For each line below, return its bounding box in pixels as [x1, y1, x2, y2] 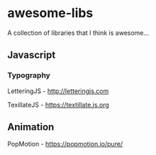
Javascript [7, 49, 56, 61]
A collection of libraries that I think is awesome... [7, 28, 150, 37]
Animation [7, 121, 55, 133]
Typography [7, 70, 51, 80]
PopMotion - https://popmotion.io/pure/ [7, 140, 123, 149]
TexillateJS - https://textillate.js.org [7, 100, 110, 109]
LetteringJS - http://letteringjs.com [7, 87, 109, 95]
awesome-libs [7, 5, 94, 21]
